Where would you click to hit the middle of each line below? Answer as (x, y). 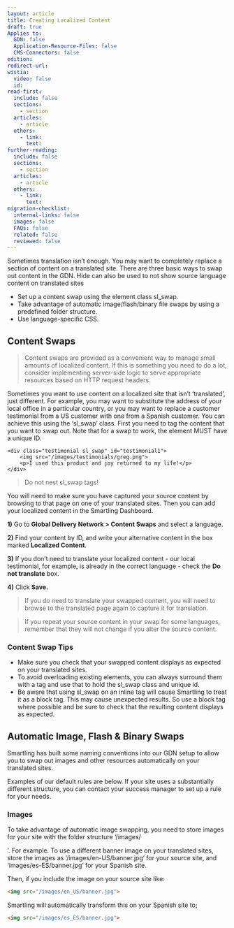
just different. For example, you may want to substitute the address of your (115, 401)
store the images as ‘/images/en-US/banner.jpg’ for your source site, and (112, 858)
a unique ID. (24, 438)
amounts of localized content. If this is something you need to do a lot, (125, 365)
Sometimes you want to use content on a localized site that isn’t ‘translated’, (116, 394)
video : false (32, 79)
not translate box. (33, 574)
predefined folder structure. (57, 312)
